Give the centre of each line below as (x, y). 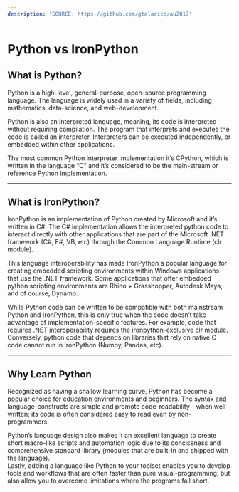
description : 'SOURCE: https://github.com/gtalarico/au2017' (100, 14)
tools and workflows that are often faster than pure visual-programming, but (119, 473)
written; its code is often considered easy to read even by (92, 414)
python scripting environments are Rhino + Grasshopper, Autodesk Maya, (115, 286)
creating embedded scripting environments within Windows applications (113, 271)
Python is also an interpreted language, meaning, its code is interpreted (112, 121)
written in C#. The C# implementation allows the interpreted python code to (118, 227)
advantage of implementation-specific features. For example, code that (112, 323)
